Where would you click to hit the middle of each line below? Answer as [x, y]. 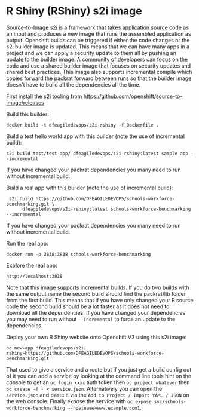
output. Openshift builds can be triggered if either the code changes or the [98, 40]
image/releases [25, 102]
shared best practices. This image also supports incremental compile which [99, 72]
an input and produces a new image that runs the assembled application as [99, 33]
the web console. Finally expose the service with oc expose [79, 401]
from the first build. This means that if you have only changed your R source [100, 300]
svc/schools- [170, 401]
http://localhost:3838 [34, 276]
